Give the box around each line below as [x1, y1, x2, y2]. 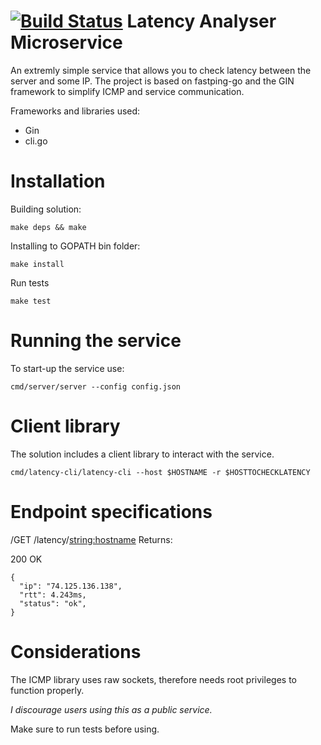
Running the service [10, 330, 182, 352]
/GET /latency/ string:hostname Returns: [10, 533, 173, 545]
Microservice [10, 31, 123, 54]
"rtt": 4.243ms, [19, 590, 87, 600]
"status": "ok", [19, 598, 87, 609]
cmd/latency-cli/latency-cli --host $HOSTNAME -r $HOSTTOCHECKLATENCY [10, 467, 311, 477]
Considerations [10, 640, 142, 663]
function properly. [10, 684, 85, 696]
